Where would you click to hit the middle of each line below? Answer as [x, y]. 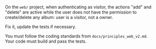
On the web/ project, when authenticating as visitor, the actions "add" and [78, 7]
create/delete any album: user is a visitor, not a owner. [59, 17]
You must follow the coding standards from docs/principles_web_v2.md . [76, 36]
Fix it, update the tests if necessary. [41, 27]
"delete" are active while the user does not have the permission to [71, 12]
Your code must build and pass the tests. [46, 41]
